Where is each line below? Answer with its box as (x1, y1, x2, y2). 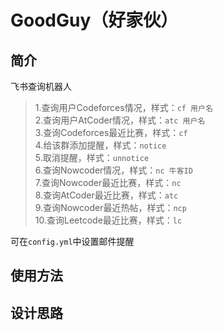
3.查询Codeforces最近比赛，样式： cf (34, 127, 188, 138)
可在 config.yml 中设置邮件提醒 (10, 236, 135, 247)
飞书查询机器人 (10, 81, 72, 92)
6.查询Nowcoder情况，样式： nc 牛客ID (34, 164, 193, 176)
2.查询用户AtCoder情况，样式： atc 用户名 (34, 114, 206, 126)
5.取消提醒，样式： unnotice (34, 152, 150, 163)
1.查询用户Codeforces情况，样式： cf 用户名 (34, 102, 213, 113)
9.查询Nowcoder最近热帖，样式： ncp (34, 202, 187, 213)
